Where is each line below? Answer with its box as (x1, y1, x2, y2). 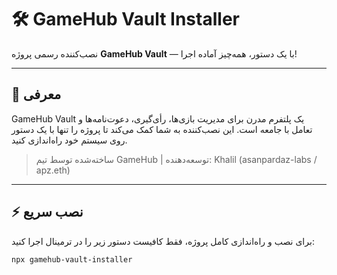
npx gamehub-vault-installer (11, 254, 133, 265)
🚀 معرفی (11, 86, 62, 103)
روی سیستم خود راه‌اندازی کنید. (11, 134, 128, 146)
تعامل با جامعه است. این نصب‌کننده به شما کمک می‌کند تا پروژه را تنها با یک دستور (11, 123, 313, 135)
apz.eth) (35, 164, 71, 176)
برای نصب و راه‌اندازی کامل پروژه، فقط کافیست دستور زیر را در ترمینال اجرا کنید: (11, 235, 315, 247)
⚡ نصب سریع (11, 204, 84, 221)
